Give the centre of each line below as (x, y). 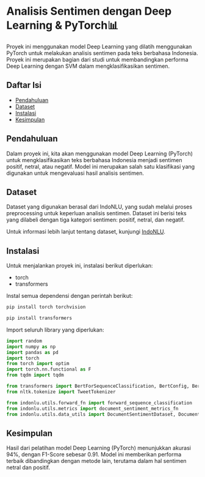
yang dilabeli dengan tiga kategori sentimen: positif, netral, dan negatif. (95, 220)
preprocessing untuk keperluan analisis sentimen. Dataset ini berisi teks (97, 213)
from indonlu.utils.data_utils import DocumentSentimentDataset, (91, 414)
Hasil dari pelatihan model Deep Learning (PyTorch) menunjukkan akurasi (99, 448)
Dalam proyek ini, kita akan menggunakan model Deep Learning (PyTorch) (100, 153)
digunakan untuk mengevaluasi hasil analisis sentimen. (75, 173)
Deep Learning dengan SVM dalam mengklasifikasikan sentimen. (88, 66)
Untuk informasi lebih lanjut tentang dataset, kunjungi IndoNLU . (86, 232)
